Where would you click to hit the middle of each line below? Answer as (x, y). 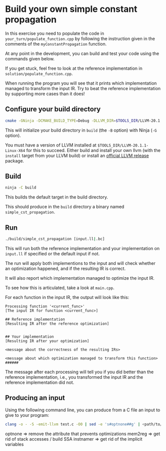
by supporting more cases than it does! (45, 94)
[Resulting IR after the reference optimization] (57, 324)
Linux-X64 (15, 150)
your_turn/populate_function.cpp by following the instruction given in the (80, 39)
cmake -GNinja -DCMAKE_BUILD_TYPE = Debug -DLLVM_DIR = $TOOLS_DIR (72, 121)
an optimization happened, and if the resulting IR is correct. (65, 269)
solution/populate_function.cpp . (39, 73)
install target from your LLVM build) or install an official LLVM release (77, 155)
